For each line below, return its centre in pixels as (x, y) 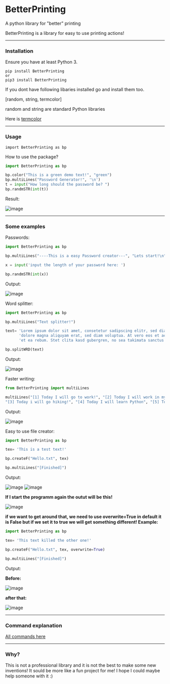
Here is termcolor (24, 119)
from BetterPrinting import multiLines (47, 388)
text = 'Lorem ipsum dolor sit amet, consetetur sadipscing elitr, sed (81, 331)
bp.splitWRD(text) (25, 350)
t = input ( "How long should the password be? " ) (57, 185)
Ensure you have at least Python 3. (41, 62)
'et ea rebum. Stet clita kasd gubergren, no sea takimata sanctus (91, 340)
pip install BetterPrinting (35, 71)
